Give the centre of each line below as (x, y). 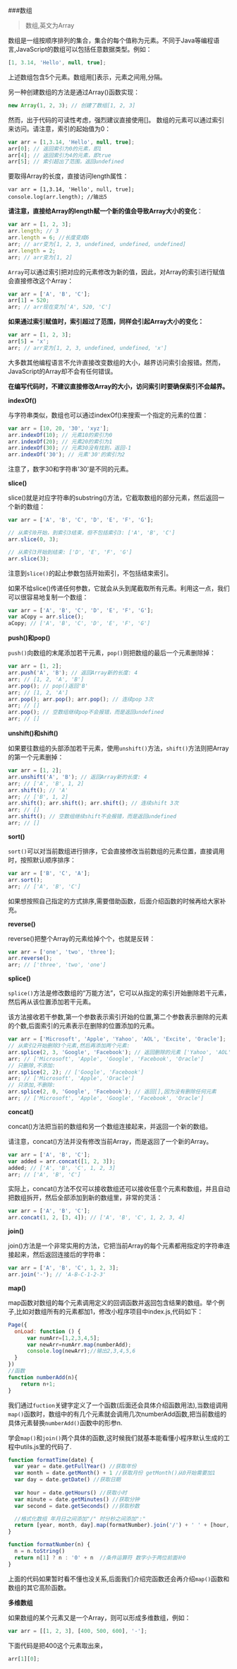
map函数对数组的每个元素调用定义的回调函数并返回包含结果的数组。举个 (113, 1302)
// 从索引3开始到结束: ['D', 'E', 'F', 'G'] (70, 552)
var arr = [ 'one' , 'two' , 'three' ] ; (62, 952)
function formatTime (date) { (51, 1460)
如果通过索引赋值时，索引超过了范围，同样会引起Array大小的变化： (106, 322)
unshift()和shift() (33, 733)
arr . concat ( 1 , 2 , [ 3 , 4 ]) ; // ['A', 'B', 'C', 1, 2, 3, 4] (97, 1218)
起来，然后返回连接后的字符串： (60, 1255)
